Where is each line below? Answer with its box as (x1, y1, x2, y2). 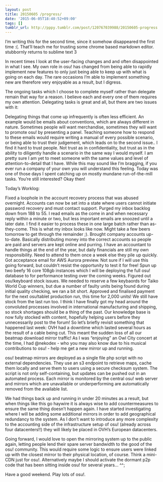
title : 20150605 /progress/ (5, 12, 62, 17)
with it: (5, 105, 18, 110)
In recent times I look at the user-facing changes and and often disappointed (5, 59, 159, 64)
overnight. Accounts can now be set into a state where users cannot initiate (5, 200, 157, 206)
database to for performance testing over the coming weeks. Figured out (5, 273, 151, 279)
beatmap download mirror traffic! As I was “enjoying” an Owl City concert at (5, 335, 157, 341)
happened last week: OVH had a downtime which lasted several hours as (5, 325, 151, 331)
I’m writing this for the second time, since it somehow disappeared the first (5, 39, 155, 44)
